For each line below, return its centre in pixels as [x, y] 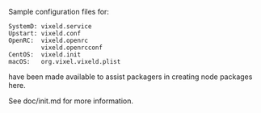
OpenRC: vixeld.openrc [48, 40]
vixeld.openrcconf [72, 48]
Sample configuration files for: [59, 12]
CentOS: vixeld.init [45, 55]
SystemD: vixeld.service [50, 27]
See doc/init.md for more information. [71, 101]
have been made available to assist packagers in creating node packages [130, 77]
